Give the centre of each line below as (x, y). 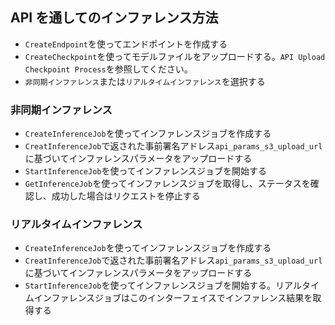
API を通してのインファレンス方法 (114, 18)
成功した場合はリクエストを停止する (126, 196)
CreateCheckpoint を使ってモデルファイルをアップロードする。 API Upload (175, 56)
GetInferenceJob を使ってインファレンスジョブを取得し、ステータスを (167, 184)
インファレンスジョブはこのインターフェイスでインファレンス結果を (173, 298)
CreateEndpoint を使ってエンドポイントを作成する (126, 44)
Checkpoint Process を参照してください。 (108, 69)
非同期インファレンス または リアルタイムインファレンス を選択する (145, 81)
